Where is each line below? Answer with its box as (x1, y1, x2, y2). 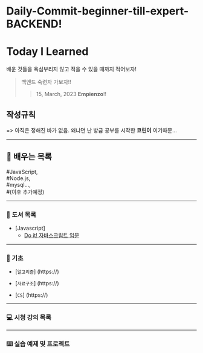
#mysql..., (6, 181, 31, 188)
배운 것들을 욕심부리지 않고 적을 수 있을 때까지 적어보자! (6, 65, 137, 73)
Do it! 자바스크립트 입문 (24, 232, 80, 239)
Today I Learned (6, 45, 89, 59)
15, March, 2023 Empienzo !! (36, 91, 107, 98)
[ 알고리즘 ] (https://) (14, 268, 59, 276)
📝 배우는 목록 (6, 152, 53, 162)
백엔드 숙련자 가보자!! (21, 79, 71, 86)
